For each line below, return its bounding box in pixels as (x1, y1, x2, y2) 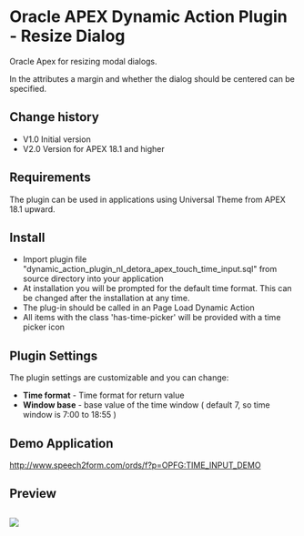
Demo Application (9, 435, 114, 451)
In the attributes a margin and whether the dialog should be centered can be (9, 73, 296, 84)
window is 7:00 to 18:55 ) (22, 410, 117, 420)
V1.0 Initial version (22, 134, 91, 145)
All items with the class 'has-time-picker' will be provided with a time (22, 312, 281, 323)
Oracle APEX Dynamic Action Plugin (9, 6, 289, 27)
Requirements (9, 170, 91, 186)
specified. (9, 83, 47, 94)
